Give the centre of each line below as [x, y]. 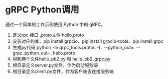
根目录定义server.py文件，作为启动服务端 [55, 65]
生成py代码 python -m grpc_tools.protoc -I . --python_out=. [74, 47]
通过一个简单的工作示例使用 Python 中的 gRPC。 [55, 24]
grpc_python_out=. [32, 53]
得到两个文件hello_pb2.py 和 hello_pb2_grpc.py [61, 59]
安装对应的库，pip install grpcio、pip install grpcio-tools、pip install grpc [88, 41]
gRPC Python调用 [42, 10]
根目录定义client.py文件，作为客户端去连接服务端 [63, 71]
